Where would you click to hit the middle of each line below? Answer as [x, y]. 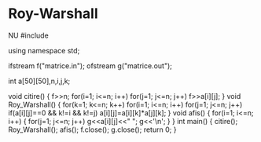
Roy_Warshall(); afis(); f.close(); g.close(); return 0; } [92, 129]
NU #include [28, 35]
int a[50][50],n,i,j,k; [39, 81]
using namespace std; [44, 50]
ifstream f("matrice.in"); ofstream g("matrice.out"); [90, 66]
